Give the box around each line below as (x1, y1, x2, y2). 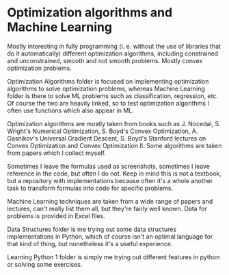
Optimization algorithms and (7, 5, 173, 21)
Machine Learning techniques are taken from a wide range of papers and (7, 197, 213, 205)
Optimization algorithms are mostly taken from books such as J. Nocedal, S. (7, 119, 221, 128)
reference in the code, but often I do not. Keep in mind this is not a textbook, (7, 169, 222, 178)
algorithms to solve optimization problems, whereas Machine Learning (7, 84, 205, 93)
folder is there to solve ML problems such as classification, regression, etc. (7, 91, 219, 100)
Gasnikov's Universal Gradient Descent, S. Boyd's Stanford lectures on (7, 134, 206, 142)
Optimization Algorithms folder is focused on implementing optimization (7, 77, 209, 85)
